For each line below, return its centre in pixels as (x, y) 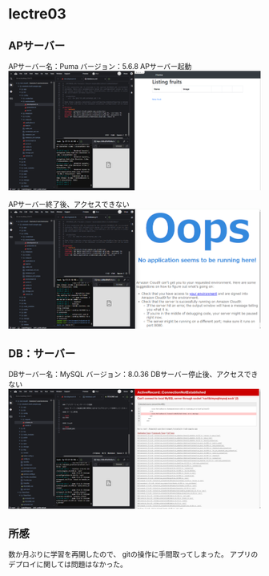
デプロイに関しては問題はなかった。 (68, 564)
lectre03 (37, 14)
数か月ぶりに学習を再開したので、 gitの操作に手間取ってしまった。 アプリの (133, 554)
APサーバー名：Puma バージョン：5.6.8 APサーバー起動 (100, 66)
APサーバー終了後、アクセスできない (69, 204)
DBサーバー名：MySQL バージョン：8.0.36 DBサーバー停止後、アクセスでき (133, 374)
